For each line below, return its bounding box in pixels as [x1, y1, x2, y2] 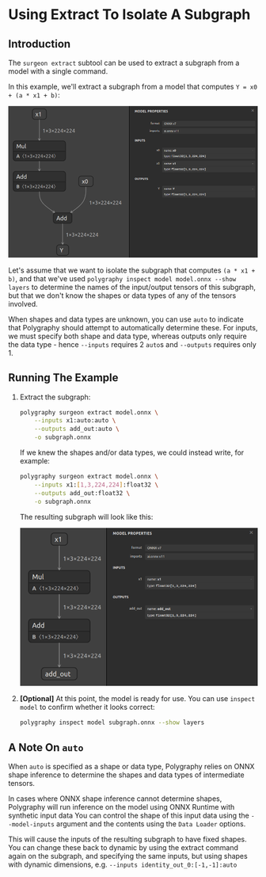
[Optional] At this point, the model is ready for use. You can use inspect [19, 694, 256, 704]
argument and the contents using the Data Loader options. [56, 819, 246, 829]
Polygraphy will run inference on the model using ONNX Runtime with [8, 803, 235, 811]
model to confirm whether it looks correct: [19, 703, 156, 712]
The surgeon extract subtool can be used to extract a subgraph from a [8, 58, 240, 67]
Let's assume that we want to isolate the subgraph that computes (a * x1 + [8, 265, 256, 275]
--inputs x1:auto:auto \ [34, 417, 116, 425]
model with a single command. [8, 67, 108, 76]
